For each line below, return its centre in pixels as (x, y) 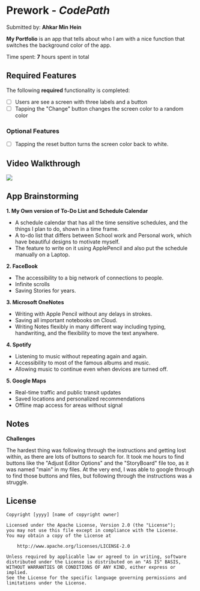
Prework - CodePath (58, 11)
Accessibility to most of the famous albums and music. (83, 363)
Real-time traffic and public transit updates (68, 392)
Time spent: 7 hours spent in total (48, 57)
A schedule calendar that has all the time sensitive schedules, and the (101, 222)
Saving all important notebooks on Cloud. (66, 320)
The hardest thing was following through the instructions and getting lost (96, 450)
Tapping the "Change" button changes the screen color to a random (99, 108)
